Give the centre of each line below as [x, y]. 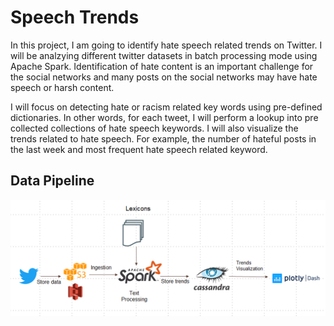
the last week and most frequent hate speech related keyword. [139, 149]
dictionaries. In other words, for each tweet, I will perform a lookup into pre [164, 117]
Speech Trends [75, 17]
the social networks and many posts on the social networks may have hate [164, 77]
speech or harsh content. [62, 87]
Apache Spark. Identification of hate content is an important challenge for [162, 66]
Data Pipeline [52, 181]
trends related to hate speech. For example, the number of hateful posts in [163, 138]
